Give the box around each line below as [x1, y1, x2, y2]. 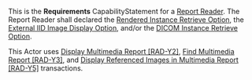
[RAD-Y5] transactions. [8, 64, 83, 73]
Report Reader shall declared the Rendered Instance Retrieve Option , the [8, 15, 244, 24]
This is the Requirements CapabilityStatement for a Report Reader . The [8, 7, 240, 16]
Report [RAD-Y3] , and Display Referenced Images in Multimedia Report [8, 55, 239, 64]
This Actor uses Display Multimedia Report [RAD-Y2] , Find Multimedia [8, 47, 235, 56]
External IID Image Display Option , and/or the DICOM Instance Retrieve [8, 24, 239, 32]
